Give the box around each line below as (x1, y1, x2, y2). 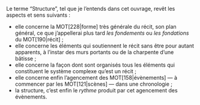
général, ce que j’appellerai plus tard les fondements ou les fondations (14, 29, 189, 37)
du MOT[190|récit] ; (14, 36, 64, 43)
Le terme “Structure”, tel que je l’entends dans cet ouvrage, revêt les (6, 5, 175, 12)
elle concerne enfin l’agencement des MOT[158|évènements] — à (14, 74, 178, 81)
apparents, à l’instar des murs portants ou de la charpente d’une (14, 49, 174, 56)
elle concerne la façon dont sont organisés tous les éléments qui (14, 61, 175, 68)
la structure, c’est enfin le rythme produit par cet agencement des (14, 87, 178, 94)
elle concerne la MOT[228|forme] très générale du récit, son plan (14, 23, 177, 30)
